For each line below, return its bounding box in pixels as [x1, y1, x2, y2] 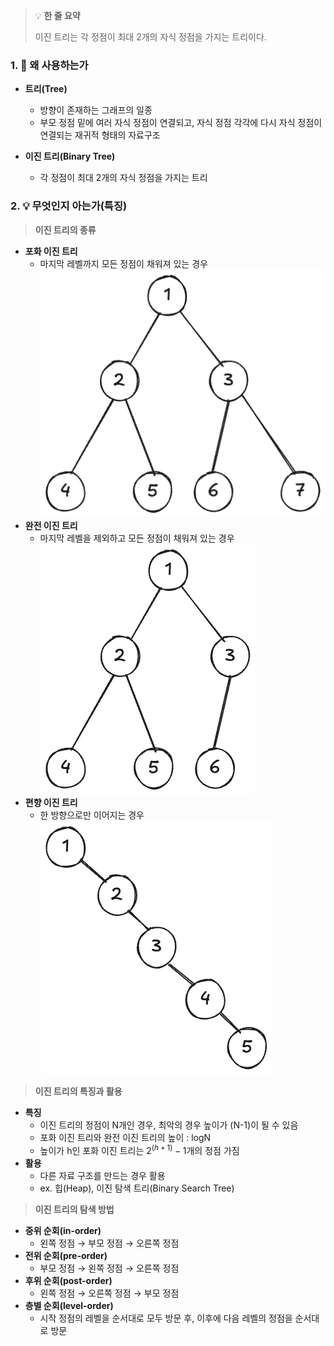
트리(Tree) [24, 83, 68, 95]
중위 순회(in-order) [24, 1225, 102, 1237]
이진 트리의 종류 [34, 224, 97, 236]
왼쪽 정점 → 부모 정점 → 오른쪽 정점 [39, 1237, 180, 1249]
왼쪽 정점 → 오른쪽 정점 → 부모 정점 [39, 1287, 180, 1299]
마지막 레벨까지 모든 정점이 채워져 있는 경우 [39, 257, 208, 269]
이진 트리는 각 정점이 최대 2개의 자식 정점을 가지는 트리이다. [34, 31, 267, 43]
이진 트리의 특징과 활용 [34, 1085, 123, 1098]
